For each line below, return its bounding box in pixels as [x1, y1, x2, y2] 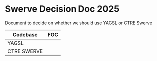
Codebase [12, 31, 38, 38]
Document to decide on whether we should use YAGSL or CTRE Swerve [5, 20, 153, 26]
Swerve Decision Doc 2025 [5, 3, 120, 15]
